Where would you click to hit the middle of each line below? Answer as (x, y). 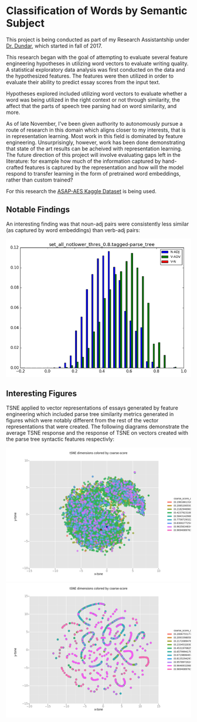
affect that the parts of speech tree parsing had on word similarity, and (91, 106)
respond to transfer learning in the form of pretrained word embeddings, (93, 173)
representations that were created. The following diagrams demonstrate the (97, 427)
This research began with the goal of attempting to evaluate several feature (97, 57)
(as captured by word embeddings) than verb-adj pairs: (73, 230)
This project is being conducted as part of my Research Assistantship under (98, 39)
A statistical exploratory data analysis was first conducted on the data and (96, 69)
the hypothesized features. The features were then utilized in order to (90, 76)
